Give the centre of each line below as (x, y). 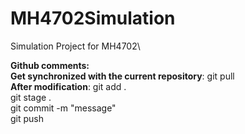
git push (27, 118)
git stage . (31, 97)
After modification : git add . (68, 86)
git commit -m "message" (63, 108)
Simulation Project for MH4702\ (75, 46)
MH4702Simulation (93, 18)
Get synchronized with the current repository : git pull (122, 76)
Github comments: (50, 65)
